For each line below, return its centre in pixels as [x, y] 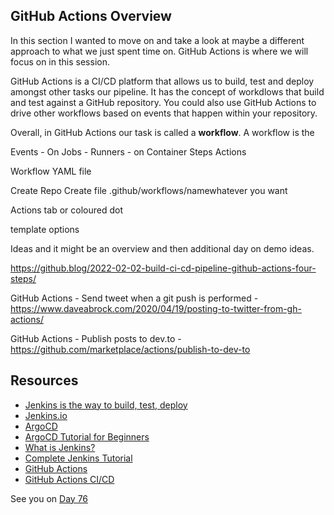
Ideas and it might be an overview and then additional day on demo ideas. [162, 248]
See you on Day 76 [49, 498]
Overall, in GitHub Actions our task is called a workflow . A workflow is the [162, 132]
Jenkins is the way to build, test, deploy [106, 405]
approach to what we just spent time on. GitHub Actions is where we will [159, 51]
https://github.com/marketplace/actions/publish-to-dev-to [130, 349]
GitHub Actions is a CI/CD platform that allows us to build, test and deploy [162, 81]
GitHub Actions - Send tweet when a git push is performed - [134, 298]
